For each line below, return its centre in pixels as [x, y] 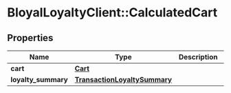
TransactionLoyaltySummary [123, 80]
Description [198, 57]
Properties [30, 38]
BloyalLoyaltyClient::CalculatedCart [112, 13]
